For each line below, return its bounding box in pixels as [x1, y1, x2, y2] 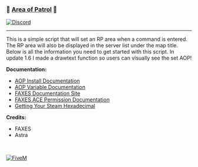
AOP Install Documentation [14, 77, 80, 84]
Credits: [6, 114, 27, 121]
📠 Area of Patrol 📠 [6, 5, 58, 14]
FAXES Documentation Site [14, 90, 81, 97]
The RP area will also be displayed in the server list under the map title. [6, 42, 179, 49]
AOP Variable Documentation [14, 84, 85, 91]
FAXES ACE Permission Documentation [14, 96, 110, 103]
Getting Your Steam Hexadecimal [14, 103, 95, 110]
